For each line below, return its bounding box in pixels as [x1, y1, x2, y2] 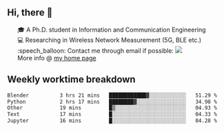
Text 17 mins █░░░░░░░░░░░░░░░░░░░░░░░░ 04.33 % [7, 111, 217, 118]
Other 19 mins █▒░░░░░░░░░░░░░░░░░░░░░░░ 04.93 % [7, 104, 217, 112]
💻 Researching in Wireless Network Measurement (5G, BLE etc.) [17, 36, 202, 44]
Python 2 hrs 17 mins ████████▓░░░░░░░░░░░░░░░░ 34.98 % [7, 98, 217, 105]
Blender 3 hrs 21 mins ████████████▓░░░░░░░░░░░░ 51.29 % [7, 92, 217, 99]
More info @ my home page [17, 53, 96, 62]
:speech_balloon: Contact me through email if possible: [17, 46, 174, 55]
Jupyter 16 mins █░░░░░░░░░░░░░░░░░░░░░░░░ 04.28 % [7, 117, 217, 124]
